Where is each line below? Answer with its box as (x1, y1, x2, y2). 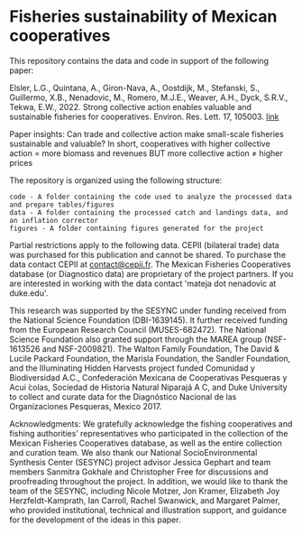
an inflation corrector (9, 216, 99, 225)
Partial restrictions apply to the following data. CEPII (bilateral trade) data (9, 239, 279, 250)
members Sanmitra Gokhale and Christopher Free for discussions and (9, 466, 269, 477)
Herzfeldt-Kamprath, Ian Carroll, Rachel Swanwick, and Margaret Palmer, (9, 494, 281, 506)
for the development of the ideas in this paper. (9, 514, 181, 525)
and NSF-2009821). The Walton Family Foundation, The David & (41, 343, 279, 354)
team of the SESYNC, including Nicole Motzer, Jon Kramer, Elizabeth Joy (9, 485, 280, 496)
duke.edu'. (9, 287, 49, 299)
